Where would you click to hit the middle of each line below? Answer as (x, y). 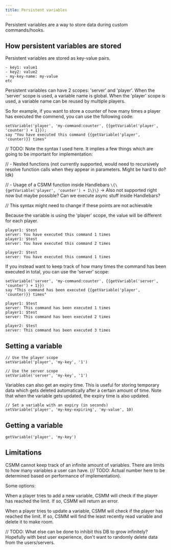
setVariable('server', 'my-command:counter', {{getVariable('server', (82, 281)
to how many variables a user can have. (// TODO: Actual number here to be (85, 470)
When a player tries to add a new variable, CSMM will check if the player (82, 495)
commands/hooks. (25, 30)
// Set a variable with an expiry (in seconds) (57, 405)
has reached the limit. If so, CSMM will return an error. (62, 501)
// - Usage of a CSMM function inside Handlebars (57, 185)
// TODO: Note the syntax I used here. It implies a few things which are (79, 149)
